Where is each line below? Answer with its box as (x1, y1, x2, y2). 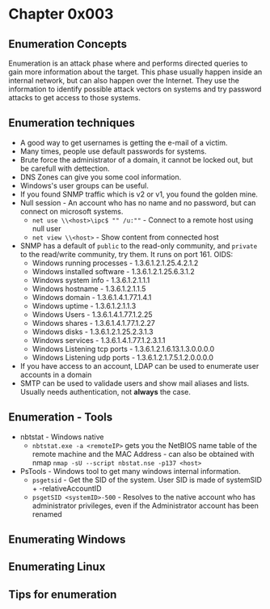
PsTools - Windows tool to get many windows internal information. (19, 466, 241, 476)
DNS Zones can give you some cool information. (19, 171, 182, 182)
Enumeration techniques (8, 116, 136, 130)
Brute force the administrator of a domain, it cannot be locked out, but (19, 154, 253, 164)
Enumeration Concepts (8, 37, 128, 51)
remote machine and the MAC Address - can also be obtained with (32, 449, 255, 459)
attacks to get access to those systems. (8, 93, 141, 102)
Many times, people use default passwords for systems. (19, 146, 208, 156)
